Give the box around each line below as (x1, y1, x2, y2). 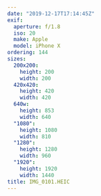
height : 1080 (20, 126, 58, 133)
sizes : (7, 56, 26, 63)
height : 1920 (20, 165, 58, 172)
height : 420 (20, 88, 54, 95)
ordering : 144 (7, 49, 49, 56)
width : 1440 (20, 172, 54, 179)
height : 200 (20, 68, 54, 75)
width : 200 (20, 74, 52, 82)
